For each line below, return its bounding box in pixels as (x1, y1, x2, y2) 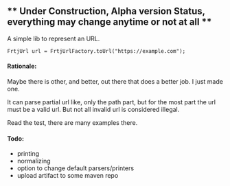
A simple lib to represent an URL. (7, 34, 100, 43)
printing (16, 150, 40, 158)
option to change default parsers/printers (16, 164, 135, 172)
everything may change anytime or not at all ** (7, 16, 212, 28)
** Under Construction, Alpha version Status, (7, 5, 205, 17)
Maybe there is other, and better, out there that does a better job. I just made (7, 78, 223, 86)
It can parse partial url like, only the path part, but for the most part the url (7, 98, 216, 106)
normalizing (16, 157, 51, 165)
